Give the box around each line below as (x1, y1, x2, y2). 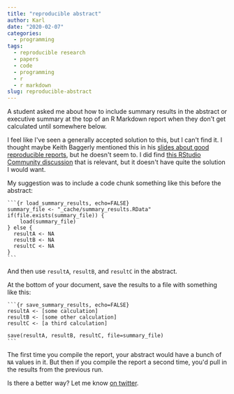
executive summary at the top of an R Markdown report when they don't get (7, 115, 226, 123)
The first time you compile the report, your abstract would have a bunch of (7, 351, 222, 359)
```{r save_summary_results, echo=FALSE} (7, 302, 130, 309)
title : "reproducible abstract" (7, 10, 101, 17)
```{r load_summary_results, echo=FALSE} (7, 200, 130, 207)
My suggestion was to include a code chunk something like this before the (7, 179, 221, 187)
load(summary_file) (20, 218, 77, 226)
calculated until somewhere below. (7, 122, 107, 131)
